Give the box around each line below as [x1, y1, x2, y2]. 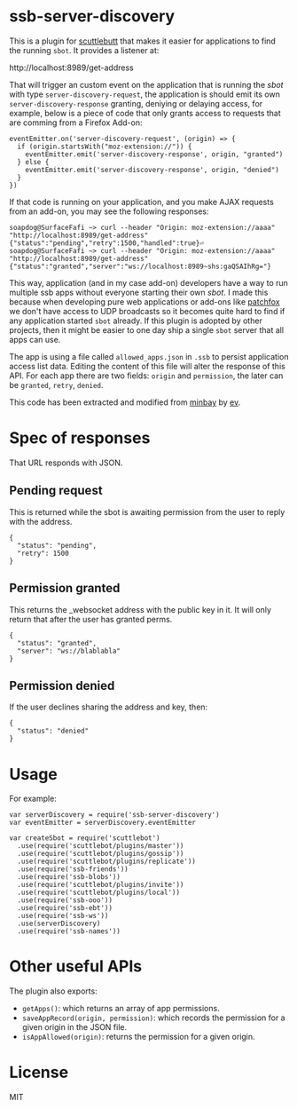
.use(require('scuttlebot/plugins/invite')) [17, 881, 184, 890]
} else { [17, 157, 50, 166]
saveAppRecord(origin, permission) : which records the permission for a [21, 1012, 285, 1023]
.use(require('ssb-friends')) [17, 865, 129, 874]
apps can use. [9, 334, 61, 345]
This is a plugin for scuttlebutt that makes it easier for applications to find [9, 36, 277, 46]
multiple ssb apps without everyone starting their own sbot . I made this [9, 287, 269, 297]
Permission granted [9, 581, 121, 596]
